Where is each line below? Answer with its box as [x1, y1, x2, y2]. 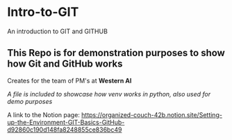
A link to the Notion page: [7, 110, 80, 119]
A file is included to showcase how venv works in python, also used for [7, 89, 211, 98]
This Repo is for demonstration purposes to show [7, 47, 226, 59]
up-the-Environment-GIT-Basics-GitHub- [7, 118, 125, 126]
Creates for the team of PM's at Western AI [7, 76, 132, 85]
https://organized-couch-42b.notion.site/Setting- [81, 110, 222, 119]
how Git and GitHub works [7, 58, 123, 70]
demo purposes [7, 97, 53, 105]
